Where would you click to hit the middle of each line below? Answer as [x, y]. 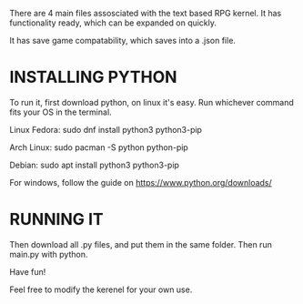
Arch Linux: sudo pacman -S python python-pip [99, 147]
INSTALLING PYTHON [93, 77]
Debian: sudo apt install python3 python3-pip [95, 165]
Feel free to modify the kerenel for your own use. [101, 289]
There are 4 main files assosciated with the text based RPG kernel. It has [146, 13]
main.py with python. [49, 254]
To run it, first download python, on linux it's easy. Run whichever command [151, 102]
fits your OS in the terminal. [61, 112]
